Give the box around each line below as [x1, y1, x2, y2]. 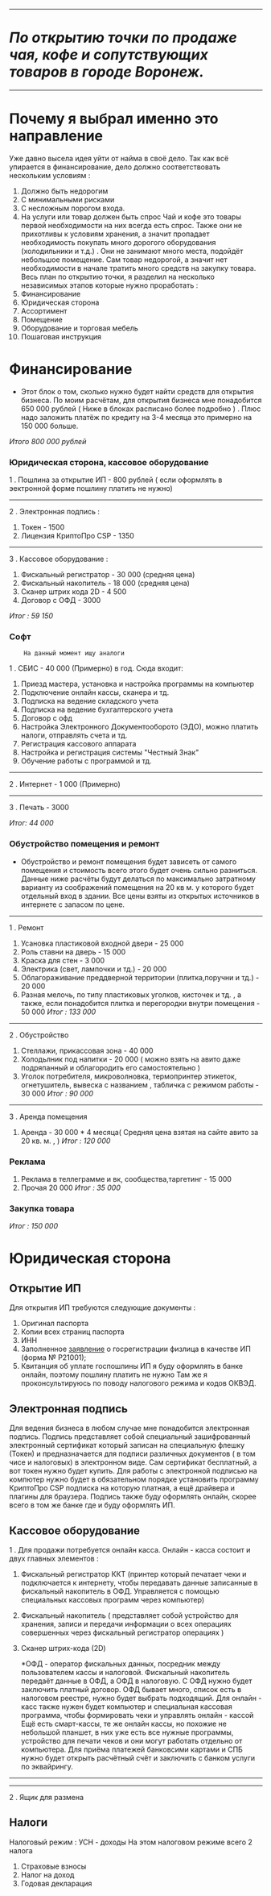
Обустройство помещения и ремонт [9, 838, 160, 850]
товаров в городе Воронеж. [9, 63, 204, 81]
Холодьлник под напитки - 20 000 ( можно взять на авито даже [20, 1054, 240, 1064]
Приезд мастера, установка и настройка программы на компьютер [20, 679, 255, 689]
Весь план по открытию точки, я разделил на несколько [20, 272, 216, 281]
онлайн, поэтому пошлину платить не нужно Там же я [20, 1370, 208, 1379]
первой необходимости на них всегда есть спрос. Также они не [20, 220, 243, 230]
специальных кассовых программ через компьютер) [20, 1595, 205, 1604]
